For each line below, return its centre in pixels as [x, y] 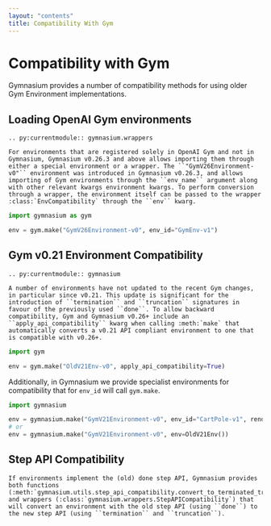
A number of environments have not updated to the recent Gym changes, [131, 288]
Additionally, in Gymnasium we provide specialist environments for [119, 382]
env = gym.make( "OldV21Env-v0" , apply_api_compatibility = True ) [117, 366]
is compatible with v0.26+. [56, 337]
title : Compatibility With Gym [61, 23]
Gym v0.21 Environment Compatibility [106, 255]
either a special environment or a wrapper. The [92, 166]
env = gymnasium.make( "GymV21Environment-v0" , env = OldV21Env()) [119, 435]
